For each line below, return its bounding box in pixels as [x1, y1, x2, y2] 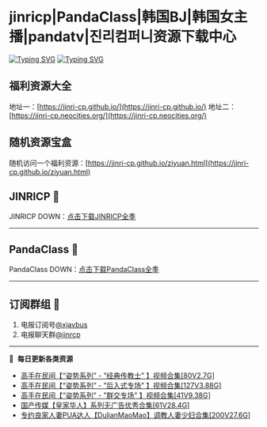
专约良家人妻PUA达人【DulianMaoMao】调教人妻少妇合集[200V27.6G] [20, 410, 251, 420]
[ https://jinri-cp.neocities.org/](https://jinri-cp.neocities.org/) [9, 111, 207, 120]
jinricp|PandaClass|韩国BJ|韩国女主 [9, 8, 248, 26]
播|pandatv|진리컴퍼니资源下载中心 [9, 28, 237, 46]
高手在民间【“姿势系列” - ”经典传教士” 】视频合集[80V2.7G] [20, 371, 215, 380]
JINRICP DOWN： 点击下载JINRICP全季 [9, 212, 136, 221]
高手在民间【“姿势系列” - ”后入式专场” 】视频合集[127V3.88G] [20, 381, 222, 390]
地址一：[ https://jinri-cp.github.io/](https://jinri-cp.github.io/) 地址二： [9, 101, 237, 111]
